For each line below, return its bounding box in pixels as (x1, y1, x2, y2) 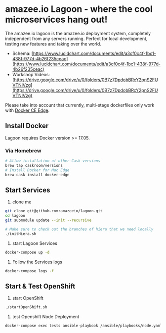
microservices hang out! (5, 14, 108, 25)
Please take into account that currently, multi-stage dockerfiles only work (5, 102, 155, 108)
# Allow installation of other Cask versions (5, 158, 100, 164)
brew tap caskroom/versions (5, 163, 63, 168)
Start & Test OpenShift (5, 282, 76, 290)
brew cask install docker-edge (5, 172, 70, 177)
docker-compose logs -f (5, 268, 54, 273)
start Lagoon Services (12, 240, 58, 246)
